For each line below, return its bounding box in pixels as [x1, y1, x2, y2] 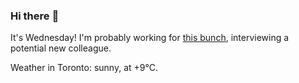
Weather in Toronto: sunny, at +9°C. [10, 62, 158, 74]
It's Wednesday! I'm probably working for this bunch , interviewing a [10, 32, 290, 44]
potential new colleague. [10, 42, 112, 54]
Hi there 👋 [10, 9, 60, 23]
